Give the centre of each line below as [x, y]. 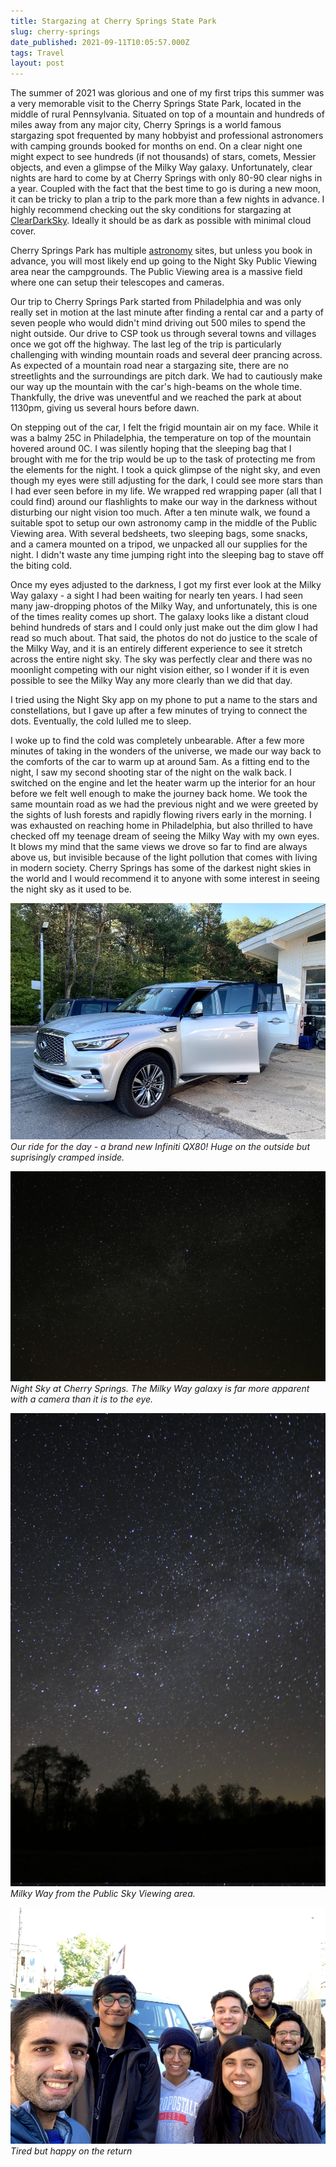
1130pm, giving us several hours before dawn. [105, 408]
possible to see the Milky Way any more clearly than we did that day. [151, 681]
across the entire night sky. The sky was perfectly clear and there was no [161, 659]
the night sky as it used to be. [71, 889]
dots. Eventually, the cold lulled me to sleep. [101, 721]
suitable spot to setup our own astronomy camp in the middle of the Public [164, 523]
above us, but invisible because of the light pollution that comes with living [164, 857]
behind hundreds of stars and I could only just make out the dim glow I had [164, 627]
